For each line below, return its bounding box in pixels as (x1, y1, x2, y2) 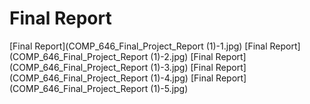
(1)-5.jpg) (150, 82, 189, 94)
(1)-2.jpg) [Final (150, 50, 214, 62)
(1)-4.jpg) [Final (150, 72, 214, 84)
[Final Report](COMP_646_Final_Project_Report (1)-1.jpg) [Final (9, 40, 268, 52)
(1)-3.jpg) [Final (150, 61, 214, 73)
